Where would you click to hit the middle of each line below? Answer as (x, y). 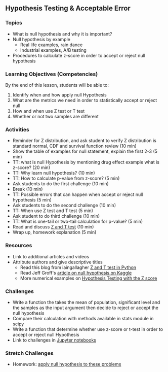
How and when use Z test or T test (49, 111)
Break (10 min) (28, 189)
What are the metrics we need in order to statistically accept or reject (85, 100)
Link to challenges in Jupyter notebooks (54, 340)
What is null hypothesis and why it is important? (62, 34)
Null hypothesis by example (41, 39)
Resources (19, 246)
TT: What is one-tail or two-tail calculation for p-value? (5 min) (78, 222)
